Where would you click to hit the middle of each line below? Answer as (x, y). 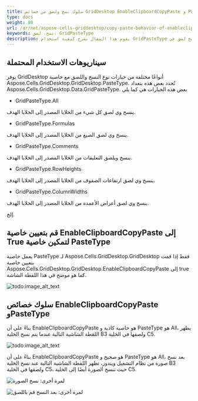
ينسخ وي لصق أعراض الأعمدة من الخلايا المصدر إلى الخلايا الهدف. (78, 203)
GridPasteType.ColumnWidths (51, 191)
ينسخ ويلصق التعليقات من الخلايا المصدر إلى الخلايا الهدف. (70, 157)
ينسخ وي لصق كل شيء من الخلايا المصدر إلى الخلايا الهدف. (71, 112)
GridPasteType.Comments (47, 146)
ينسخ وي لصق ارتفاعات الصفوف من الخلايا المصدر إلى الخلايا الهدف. (81, 180)
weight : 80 (20, 22)
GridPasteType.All (37, 100)
